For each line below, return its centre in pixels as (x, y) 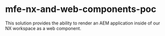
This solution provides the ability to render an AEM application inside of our (83, 23)
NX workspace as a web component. (43, 28)
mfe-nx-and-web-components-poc (81, 9)
